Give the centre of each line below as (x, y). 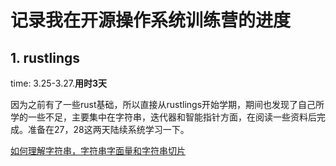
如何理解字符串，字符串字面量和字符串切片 (98, 150)
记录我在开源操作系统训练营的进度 (151, 20)
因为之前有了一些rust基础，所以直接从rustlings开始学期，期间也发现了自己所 (167, 104)
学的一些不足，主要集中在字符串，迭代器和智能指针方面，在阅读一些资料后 (163, 117)
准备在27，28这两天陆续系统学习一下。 (108, 129)
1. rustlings (45, 57)
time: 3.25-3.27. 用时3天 (59, 83)
